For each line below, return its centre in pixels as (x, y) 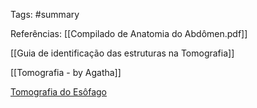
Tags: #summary (45, 14)
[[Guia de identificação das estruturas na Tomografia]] (122, 53)
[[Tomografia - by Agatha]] (66, 72)
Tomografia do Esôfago (58, 92)
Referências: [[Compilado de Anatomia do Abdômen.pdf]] (129, 33)
